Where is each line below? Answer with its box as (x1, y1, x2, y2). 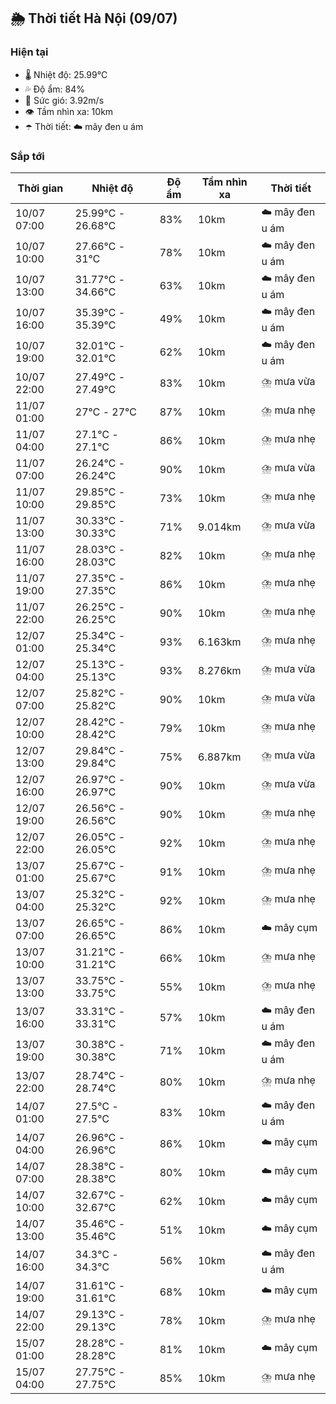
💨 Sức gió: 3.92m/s (24, 94, 105, 106)
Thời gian (17, 181, 64, 195)
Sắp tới (10, 149, 45, 163)
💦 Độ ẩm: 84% (24, 83, 86, 95)
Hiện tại (10, 45, 49, 59)
